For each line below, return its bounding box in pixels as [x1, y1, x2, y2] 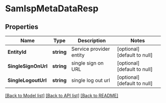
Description [78, 37, 106, 44]
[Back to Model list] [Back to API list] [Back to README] [5, 93, 119, 99]
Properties [5, 23, 39, 31]
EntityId [7, 49, 27, 55]
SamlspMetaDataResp [5, 3, 99, 14]
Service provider [71, 45, 110, 52]
